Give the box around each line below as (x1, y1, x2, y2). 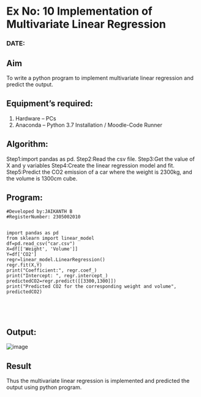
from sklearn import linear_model (6, 236, 95, 242)
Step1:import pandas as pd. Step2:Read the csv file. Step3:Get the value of (6, 155, 195, 163)
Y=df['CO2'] (6, 251, 37, 258)
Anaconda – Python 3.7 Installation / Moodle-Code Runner (15, 121, 162, 128)
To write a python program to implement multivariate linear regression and (6, 74, 194, 81)
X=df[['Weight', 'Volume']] (6, 246, 78, 252)
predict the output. (6, 81, 53, 88)
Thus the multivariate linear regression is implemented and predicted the (6, 377, 190, 384)
